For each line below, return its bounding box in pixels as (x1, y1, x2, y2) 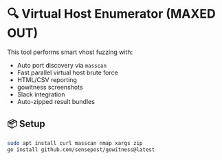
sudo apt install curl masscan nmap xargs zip (7, 139, 143, 146)
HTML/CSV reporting (16, 75, 78, 83)
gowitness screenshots (16, 83, 84, 91)
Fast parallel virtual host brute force (16, 68, 118, 77)
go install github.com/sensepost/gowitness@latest (7, 146, 155, 153)
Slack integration (16, 90, 65, 98)
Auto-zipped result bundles (16, 97, 95, 105)
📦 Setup (7, 118, 46, 130)
